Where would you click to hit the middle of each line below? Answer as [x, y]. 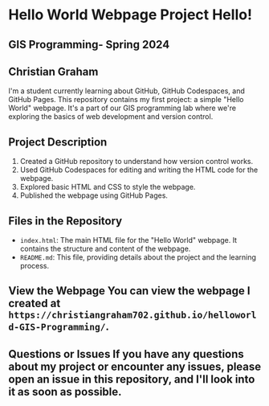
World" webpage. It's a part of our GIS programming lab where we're [122, 108]
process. [35, 266]
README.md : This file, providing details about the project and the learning [138, 257]
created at [35, 303]
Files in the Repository [65, 221]
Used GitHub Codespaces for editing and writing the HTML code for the [139, 170]
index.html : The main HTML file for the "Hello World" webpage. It [128, 240]
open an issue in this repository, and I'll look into [132, 379]
